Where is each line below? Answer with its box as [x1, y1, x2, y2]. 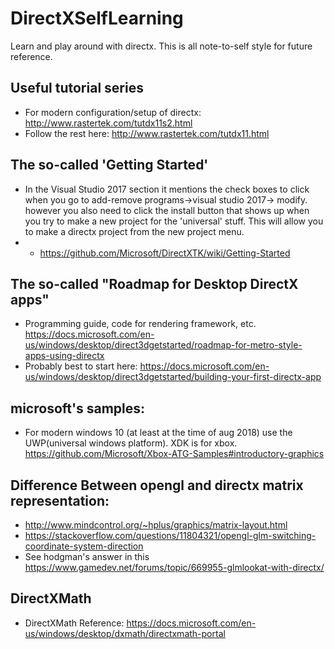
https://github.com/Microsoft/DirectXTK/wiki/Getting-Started [39, 247, 291, 259]
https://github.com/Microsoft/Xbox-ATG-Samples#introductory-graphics [24, 448, 325, 460]
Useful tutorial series [10, 80, 144, 97]
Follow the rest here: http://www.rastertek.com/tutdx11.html [24, 127, 270, 139]
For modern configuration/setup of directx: [24, 106, 202, 118]
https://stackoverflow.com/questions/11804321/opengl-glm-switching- [24, 530, 317, 541]
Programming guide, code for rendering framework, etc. [24, 318, 257, 330]
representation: [10, 492, 110, 509]
